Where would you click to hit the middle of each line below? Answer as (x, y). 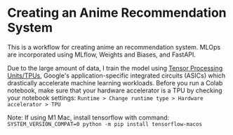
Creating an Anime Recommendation (117, 13)
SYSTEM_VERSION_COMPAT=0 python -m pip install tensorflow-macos (105, 124)
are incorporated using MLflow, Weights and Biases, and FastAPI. (102, 55)
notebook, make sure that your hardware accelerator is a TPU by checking (115, 90)
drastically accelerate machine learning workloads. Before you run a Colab (115, 83)
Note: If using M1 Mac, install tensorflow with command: (88, 118)
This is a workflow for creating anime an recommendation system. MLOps (114, 47)
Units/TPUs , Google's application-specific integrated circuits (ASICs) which (116, 76)
